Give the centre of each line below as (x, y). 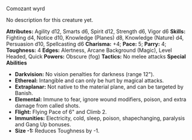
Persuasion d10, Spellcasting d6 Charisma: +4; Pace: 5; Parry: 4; (87, 44)
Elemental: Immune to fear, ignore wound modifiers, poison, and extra (100, 99)
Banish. (24, 93)
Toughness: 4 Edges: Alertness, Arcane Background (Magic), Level (89, 50)
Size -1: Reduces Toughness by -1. (57, 131)
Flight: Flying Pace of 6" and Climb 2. (61, 112)
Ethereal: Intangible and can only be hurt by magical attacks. (89, 80)
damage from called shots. (47, 105)
